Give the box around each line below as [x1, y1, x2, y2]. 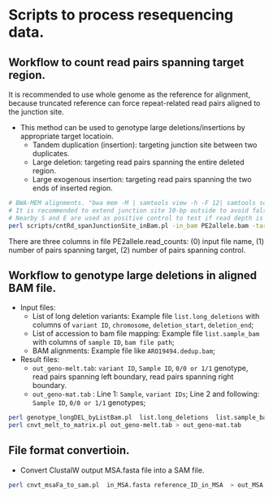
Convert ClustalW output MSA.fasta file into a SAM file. [19, 465, 205, 475]
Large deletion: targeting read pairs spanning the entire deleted [32, 157, 245, 167]
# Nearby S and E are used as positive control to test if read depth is [8, 214, 264, 222]
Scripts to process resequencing [8, 6, 234, 24]
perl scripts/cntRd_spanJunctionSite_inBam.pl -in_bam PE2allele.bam [8, 221, 249, 229]
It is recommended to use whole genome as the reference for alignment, [8, 89, 250, 99]
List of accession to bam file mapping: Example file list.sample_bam [32, 329, 260, 338]
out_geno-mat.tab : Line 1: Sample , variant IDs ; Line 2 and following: [32, 389, 260, 399]
